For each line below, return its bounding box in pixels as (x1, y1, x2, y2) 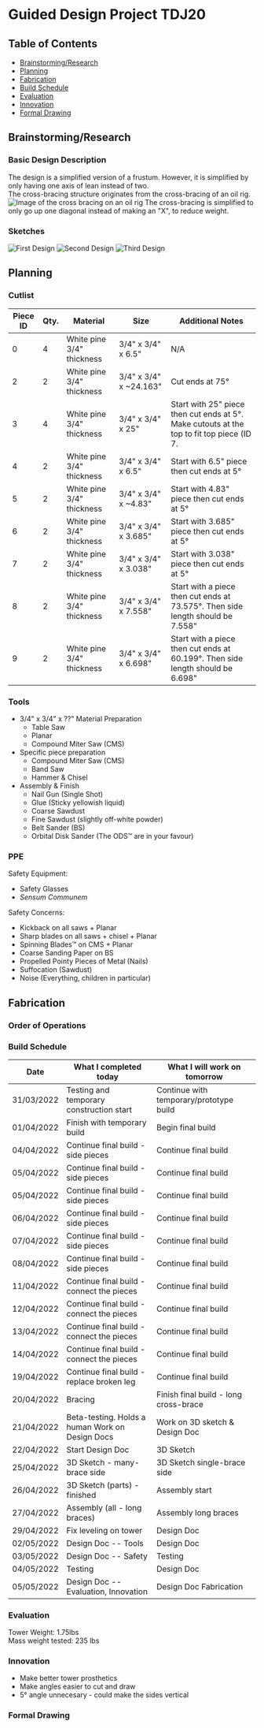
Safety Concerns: (8, 908, 65, 918)
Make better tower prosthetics (19, 1674, 118, 1683)
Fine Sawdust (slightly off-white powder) (31, 814, 163, 824)
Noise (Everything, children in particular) (19, 974, 152, 983)
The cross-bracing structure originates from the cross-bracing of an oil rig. (8, 189, 251, 199)
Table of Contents (8, 37, 98, 50)
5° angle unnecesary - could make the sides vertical (19, 1690, 189, 1700)
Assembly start (156, 1484, 212, 1495)
